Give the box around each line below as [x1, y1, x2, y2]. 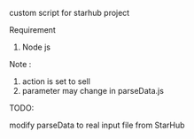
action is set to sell [21, 76, 91, 87]
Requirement [9, 25, 56, 35]
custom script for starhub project [9, 8, 130, 18]
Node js [21, 42, 51, 52]
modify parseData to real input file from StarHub [9, 120, 185, 130]
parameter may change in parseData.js [21, 86, 164, 96]
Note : [9, 59, 32, 69]
